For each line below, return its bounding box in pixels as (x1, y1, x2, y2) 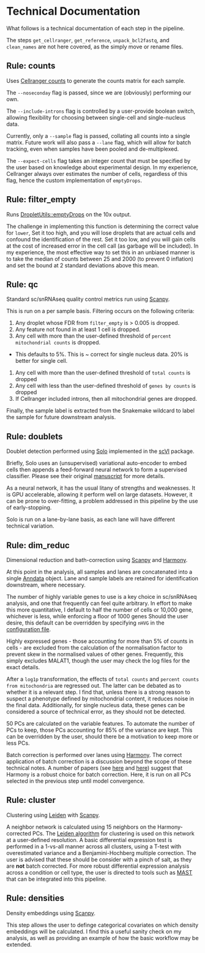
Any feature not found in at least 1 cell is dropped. (15, 326, 141, 333)
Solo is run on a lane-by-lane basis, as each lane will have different (6, 516, 176, 523)
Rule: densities (6, 893, 64, 903)
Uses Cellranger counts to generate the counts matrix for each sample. (6, 77, 185, 84)
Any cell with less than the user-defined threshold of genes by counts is (15, 382, 196, 390)
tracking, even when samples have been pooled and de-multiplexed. (6, 145, 179, 153)
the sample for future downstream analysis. (6, 414, 116, 421)
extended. (6, 941, 32, 948)
